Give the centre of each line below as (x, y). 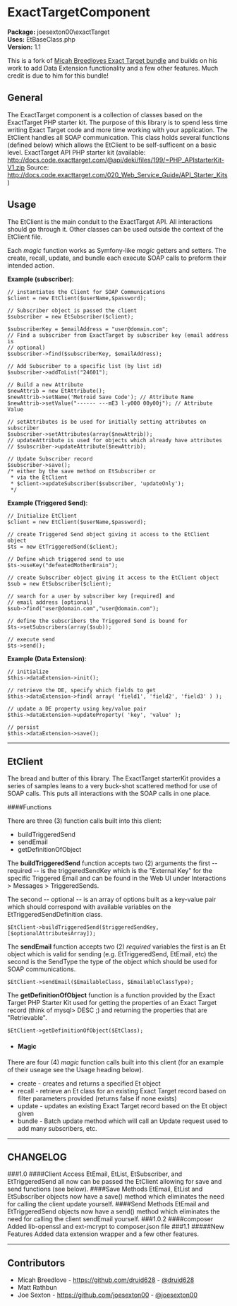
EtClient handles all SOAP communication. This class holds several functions (119, 137)
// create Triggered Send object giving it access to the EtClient (109, 534)
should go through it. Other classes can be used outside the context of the (115, 229)
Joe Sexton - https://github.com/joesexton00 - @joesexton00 (108, 1295)
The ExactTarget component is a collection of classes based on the (105, 114)
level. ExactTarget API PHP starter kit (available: (77, 152)
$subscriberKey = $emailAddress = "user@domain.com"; (88, 329)
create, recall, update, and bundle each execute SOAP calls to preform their (117, 258)
